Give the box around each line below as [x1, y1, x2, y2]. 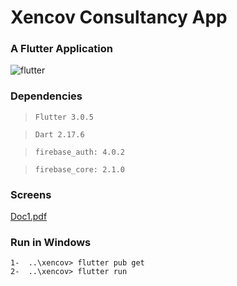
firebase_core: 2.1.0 [34, 164, 125, 175]
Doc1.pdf [10, 211, 48, 223]
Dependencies [10, 89, 83, 103]
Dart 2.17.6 [34, 129, 85, 140]
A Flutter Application [10, 42, 113, 56]
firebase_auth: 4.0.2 [34, 147, 125, 157]
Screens [10, 187, 52, 201]
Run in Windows [10, 236, 92, 249]
